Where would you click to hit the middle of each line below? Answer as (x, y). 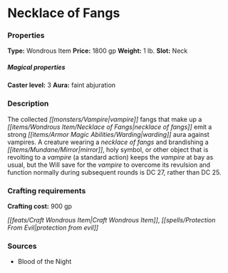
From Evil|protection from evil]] (53, 228)
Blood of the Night (45, 262)
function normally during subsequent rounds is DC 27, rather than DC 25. (114, 172)
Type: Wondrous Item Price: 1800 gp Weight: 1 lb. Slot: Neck (98, 51)
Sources (22, 246)
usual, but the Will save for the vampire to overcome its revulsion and (109, 165)
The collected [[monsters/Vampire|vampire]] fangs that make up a (105, 119)
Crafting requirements (47, 190)
